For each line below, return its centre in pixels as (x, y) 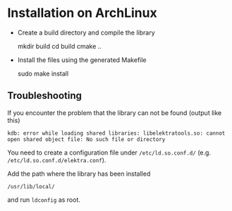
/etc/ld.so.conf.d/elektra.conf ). (57, 159)
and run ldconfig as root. (44, 200)
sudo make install (43, 73)
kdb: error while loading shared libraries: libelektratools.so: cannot (116, 133)
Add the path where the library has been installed (79, 174)
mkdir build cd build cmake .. (60, 46)
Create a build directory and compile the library (86, 32)
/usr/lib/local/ (31, 186)
